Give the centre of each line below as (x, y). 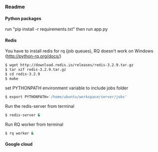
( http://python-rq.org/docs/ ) (33, 56)
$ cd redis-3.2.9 (23, 74)
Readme (15, 7)
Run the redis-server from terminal (40, 106)
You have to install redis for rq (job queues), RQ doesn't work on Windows (79, 51)
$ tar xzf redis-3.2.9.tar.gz (36, 70)
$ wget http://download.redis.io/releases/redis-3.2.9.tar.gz (69, 65)
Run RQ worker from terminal (34, 124)
